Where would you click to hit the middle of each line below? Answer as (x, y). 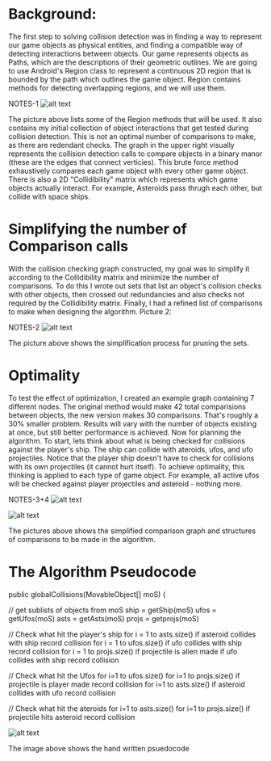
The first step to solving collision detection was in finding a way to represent (135, 36)
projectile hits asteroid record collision (72, 717)
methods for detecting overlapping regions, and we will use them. (117, 88)
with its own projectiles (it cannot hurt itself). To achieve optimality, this (127, 466)
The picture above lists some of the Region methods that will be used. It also (135, 119)
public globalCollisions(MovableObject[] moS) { (87, 594)
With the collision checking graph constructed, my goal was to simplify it (129, 268)
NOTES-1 (23, 103)
